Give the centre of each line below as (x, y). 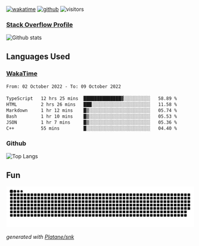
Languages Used (38, 56)
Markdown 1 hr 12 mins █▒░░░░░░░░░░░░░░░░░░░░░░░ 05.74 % (92, 110)
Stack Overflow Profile (40, 24)
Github (16, 143)
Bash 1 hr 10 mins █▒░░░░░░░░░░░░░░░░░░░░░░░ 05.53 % (92, 116)
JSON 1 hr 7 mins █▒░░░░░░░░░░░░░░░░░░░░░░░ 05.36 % (92, 122)
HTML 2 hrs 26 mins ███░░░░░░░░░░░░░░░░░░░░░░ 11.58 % (92, 104)
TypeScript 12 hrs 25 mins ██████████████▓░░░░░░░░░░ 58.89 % (92, 99)
